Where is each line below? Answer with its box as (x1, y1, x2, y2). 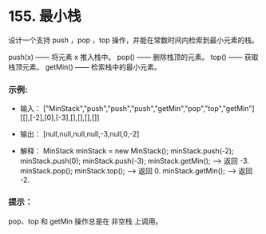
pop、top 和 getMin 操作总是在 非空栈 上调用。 (8, 216, 163, 226)
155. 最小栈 (8, 7, 81, 26)
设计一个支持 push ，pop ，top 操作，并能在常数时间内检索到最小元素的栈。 (8, 35, 260, 45)
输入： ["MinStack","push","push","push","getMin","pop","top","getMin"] (19, 104, 255, 113)
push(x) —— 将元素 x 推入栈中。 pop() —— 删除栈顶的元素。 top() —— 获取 (8, 52, 259, 61)
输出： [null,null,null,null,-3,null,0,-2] (19, 129, 140, 139)
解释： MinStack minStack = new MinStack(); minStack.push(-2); (19, 146, 234, 156)
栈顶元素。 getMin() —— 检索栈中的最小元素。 (8, 61, 161, 72)
